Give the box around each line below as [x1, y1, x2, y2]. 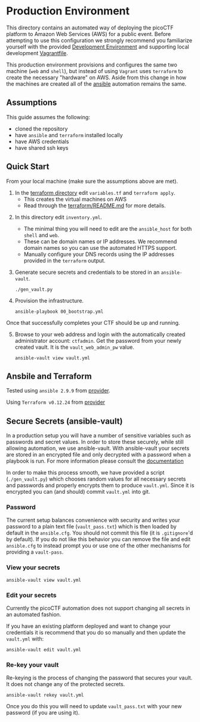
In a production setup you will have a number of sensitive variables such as [6, 432, 191, 439]
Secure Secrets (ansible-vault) [6, 416, 123, 426]
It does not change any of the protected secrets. [6, 681, 125, 688]
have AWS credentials [14, 138, 69, 145]
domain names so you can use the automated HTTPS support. [23, 244, 177, 251]
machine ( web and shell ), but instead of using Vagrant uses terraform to [6, 67, 183, 74]
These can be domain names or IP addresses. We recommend [23, 238, 177, 245]
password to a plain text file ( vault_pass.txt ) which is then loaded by [6, 523, 177, 530]
